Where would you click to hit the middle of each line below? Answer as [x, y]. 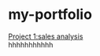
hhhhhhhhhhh [31, 44]
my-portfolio [50, 15]
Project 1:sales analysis [46, 36]
